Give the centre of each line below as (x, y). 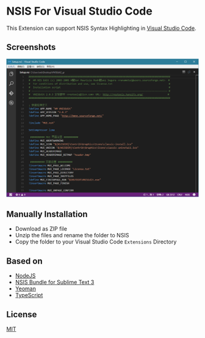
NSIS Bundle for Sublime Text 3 (55, 282)
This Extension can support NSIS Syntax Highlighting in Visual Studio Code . (101, 28)
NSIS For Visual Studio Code (79, 11)
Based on (24, 261)
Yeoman (26, 289)
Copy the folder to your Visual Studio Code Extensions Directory (96, 242)
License (22, 315)
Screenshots (31, 47)
